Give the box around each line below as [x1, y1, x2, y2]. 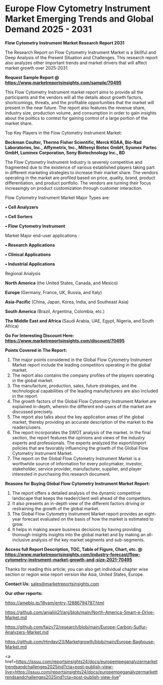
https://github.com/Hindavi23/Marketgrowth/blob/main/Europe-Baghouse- [5, 639, 155, 644]
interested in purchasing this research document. [12, 471, 111, 477]
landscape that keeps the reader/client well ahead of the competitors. [12, 495, 152, 501]
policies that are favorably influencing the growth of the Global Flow [12, 445, 148, 451]
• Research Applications [5, 242, 55, 248]
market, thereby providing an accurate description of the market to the [12, 419, 154, 425]
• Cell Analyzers [5, 204, 38, 210]
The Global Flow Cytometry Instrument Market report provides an [12, 511, 144, 517]
